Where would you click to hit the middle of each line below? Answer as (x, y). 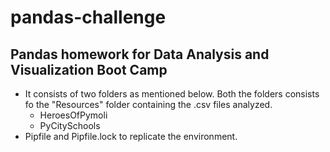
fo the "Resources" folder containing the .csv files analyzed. (148, 104)
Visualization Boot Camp (89, 69)
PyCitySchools (70, 125)
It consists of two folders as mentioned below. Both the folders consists (172, 94)
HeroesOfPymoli (73, 115)
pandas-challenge (88, 17)
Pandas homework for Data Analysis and (140, 54)
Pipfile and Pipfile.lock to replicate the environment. (131, 136)
